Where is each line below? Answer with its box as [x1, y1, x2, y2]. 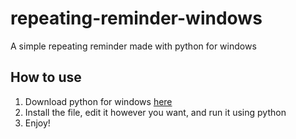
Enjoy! [24, 117, 51, 129]
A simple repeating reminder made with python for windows [10, 40, 257, 52]
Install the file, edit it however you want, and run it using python [24, 106, 287, 118]
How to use [10, 69, 82, 86]
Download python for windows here [24, 95, 173, 107]
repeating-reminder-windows [10, 7, 263, 30]
